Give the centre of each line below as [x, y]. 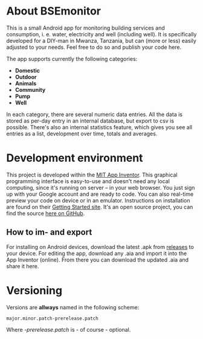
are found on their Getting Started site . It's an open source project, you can [100, 207]
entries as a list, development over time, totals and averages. [82, 134]
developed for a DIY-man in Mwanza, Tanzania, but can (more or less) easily [101, 40]
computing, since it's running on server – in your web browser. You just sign [101, 187]
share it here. [23, 266]
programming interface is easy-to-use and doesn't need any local [88, 181]
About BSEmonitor [54, 11]
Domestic [27, 70]
